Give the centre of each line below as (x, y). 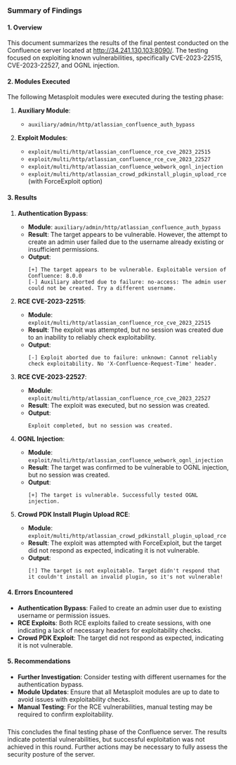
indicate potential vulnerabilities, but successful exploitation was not (106, 739)
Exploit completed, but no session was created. (100, 425)
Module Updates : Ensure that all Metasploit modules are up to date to (118, 692)
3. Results (22, 197)
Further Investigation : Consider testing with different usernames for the (122, 676)
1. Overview (25, 27)
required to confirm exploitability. (65, 714)
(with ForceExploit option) (65, 181)
